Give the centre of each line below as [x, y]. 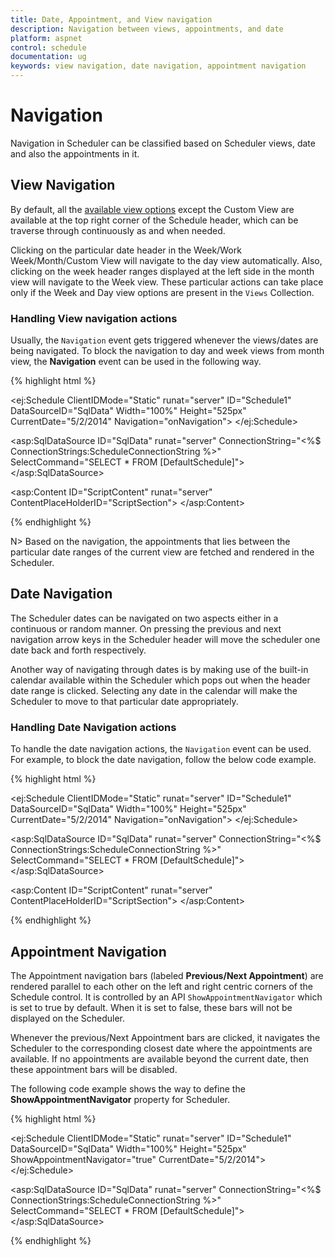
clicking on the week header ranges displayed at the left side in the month [162, 271]
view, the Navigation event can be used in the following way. [136, 362]
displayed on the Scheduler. [68, 1018]
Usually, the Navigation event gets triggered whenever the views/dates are [164, 340]
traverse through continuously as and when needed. [118, 230]
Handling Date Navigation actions [93, 727]
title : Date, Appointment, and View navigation [111, 19]
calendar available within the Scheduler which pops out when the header [160, 680]
